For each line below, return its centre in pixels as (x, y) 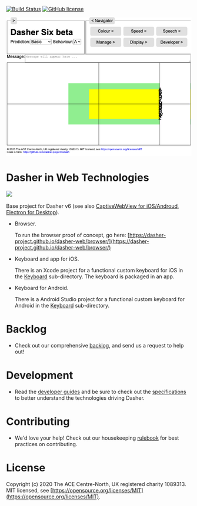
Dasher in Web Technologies (78, 178)
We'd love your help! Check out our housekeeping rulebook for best (97, 438)
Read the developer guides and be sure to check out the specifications (100, 392)
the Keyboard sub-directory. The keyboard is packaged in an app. (94, 276)
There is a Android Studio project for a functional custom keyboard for (100, 299)
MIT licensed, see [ (29, 490)
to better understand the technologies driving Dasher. (80, 398)
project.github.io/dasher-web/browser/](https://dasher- (82, 241)
